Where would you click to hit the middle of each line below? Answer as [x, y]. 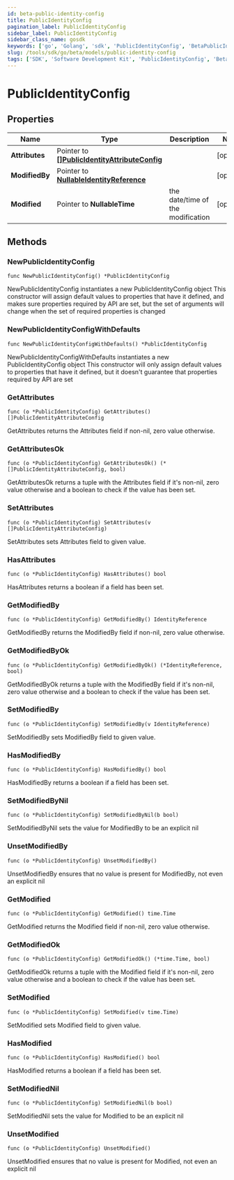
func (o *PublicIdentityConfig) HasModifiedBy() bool [87, 770]
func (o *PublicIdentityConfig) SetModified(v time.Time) [93, 1012]
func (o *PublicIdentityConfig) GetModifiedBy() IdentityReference [107, 620]
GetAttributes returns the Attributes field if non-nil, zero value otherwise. [111, 431]
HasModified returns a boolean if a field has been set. [84, 1070]
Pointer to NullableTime [96, 204]
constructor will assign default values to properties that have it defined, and [116, 297]
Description [189, 139]
